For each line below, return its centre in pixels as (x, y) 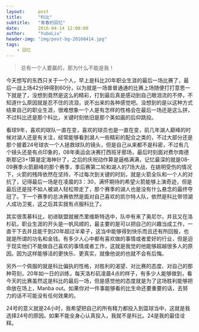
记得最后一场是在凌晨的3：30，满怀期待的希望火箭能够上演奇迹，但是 (107, 182)
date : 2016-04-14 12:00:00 (47, 28)
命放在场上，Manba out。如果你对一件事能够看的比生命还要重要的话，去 (94, 288)
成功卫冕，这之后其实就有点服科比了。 (58, 204)
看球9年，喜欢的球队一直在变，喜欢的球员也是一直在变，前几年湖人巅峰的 (96, 130)
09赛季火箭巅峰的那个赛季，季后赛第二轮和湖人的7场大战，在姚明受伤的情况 (99, 167)
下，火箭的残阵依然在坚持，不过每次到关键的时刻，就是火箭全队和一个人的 (97, 174)
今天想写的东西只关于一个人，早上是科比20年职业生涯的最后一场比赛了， (95, 80)
